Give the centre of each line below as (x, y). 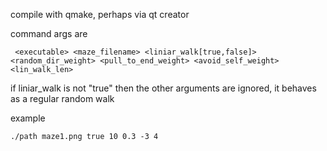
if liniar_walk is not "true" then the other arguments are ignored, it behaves (163, 88)
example (28, 118)
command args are (49, 33)
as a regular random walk (62, 98)
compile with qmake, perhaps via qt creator (100, 14)
